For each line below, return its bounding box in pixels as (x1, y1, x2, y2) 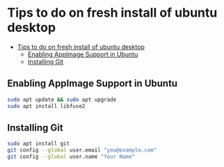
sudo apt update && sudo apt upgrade (7, 96, 117, 103)
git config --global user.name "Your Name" (7, 153, 136, 161)
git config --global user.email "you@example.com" (7, 147, 157, 154)
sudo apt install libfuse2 (7, 102, 86, 109)
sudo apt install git (7, 141, 70, 148)
